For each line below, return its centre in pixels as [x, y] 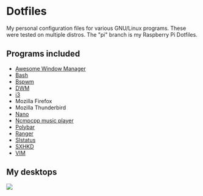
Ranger [24, 133]
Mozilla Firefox [34, 101]
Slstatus [25, 140]
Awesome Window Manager [51, 68]
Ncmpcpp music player [45, 120]
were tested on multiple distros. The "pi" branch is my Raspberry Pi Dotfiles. [102, 34]
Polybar [25, 127]
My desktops [32, 172]
